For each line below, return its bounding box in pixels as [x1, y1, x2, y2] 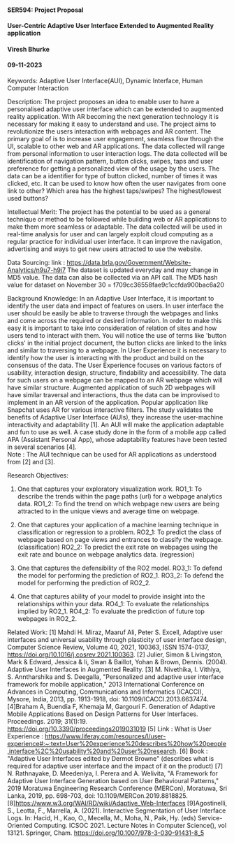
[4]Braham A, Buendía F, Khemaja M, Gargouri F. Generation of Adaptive [7, 702, 216, 710]
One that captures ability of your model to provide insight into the [17, 592, 205, 601]
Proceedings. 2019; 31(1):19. [7, 717, 88, 725]
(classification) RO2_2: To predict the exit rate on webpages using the [17, 543, 219, 551]
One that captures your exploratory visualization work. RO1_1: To [17, 485, 203, 493]
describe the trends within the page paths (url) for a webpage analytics [17, 492, 223, 500]
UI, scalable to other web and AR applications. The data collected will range [7, 142, 225, 150]
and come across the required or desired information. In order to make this [7, 316, 222, 324]
